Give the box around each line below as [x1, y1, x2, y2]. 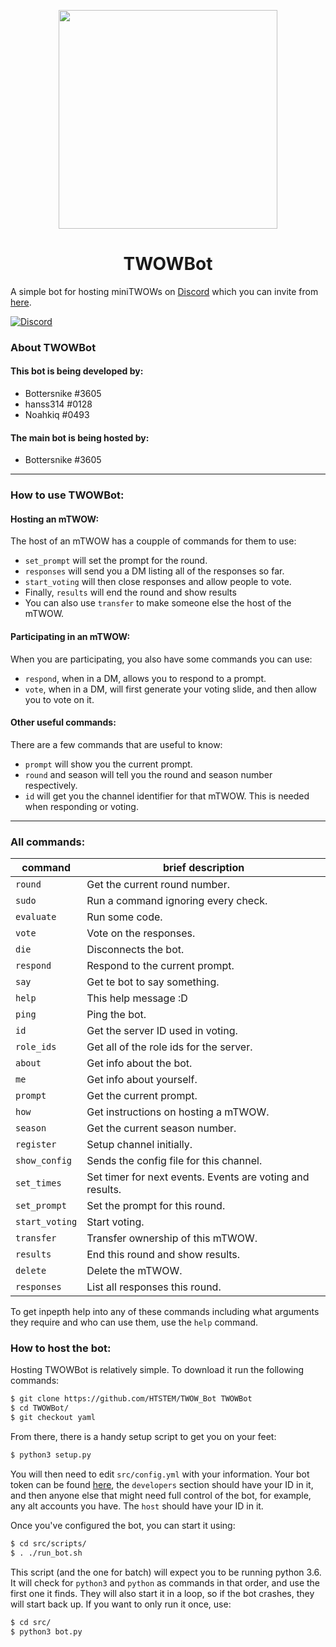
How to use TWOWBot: [10, 488, 125, 502]
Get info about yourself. [86, 1073, 198, 1087]
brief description [163, 861, 245, 875]
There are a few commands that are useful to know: [10, 738, 223, 750]
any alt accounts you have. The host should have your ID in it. [10, 1500, 264, 1512]
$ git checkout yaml [10, 1413, 97, 1423]
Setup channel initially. [86, 1138, 193, 1152]
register [15, 1139, 57, 1150]
